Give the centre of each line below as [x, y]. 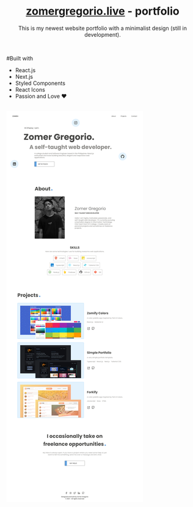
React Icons [30, 89]
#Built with [20, 58]
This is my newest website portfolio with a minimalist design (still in [103, 28]
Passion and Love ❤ [41, 96]
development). [103, 34]
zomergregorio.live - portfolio [103, 11]
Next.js [24, 76]
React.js [25, 70]
